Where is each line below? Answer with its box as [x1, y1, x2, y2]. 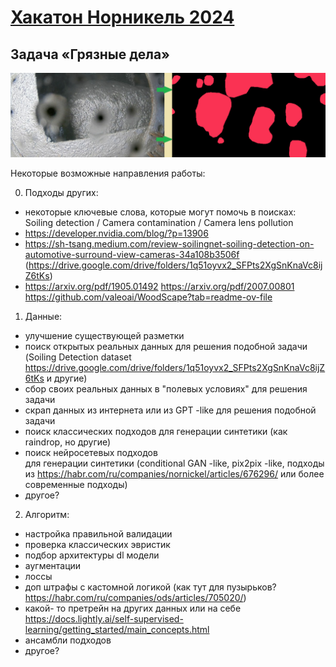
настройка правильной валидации [24, 527, 173, 540]
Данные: [24, 310, 63, 322]
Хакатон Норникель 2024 [10, 6, 235, 29]
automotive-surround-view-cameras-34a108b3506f [24, 248, 240, 260]
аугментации [24, 559, 82, 571]
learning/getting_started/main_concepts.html [24, 623, 210, 635]
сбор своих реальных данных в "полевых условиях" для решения [24, 382, 308, 395]
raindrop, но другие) [24, 436, 112, 448]
